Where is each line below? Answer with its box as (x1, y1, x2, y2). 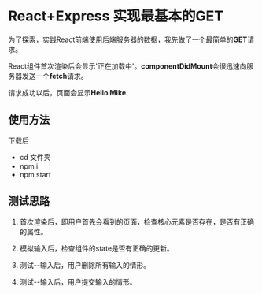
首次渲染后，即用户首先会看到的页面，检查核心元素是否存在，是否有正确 (19, 217, 254, 226)
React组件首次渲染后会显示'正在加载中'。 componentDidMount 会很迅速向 (8, 61, 247, 71)
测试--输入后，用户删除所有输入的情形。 (19, 260, 151, 270)
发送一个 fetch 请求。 (21, 71, 88, 80)
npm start (19, 169, 51, 179)
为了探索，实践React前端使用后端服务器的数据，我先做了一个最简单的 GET (8, 35, 248, 44)
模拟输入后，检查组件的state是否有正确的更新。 (19, 244, 175, 253)
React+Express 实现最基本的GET (8, 7, 224, 25)
